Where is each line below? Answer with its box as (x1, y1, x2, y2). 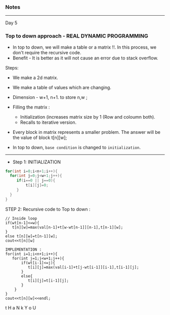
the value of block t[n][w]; (12, 134, 67, 141)
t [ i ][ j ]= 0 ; (25, 183, 49, 188)
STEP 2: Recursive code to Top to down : (5, 206, 91, 212)
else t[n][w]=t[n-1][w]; (5, 233, 58, 239)
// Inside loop (5, 216, 37, 221)
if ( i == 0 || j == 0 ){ (16, 178, 56, 183)
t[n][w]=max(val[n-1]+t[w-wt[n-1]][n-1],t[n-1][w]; (12, 225, 123, 230)
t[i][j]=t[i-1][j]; (27, 278, 69, 283)
